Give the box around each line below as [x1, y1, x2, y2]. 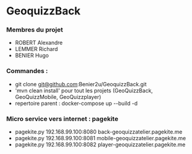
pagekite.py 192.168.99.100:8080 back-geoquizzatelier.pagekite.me [14, 128, 182, 135]
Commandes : [6, 67, 48, 76]
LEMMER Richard [14, 46, 58, 53]
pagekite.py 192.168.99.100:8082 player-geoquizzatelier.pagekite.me [14, 141, 185, 148]
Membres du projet [6, 26, 63, 34]
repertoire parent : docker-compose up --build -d [14, 99, 138, 107]
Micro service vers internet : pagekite [6, 114, 119, 123]
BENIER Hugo [14, 52, 49, 59]
